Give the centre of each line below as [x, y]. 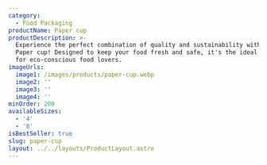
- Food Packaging [44, 23]
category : [25, 15]
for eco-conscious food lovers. [69, 60]
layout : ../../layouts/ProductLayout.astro [81, 148]
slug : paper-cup [35, 141]
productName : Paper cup [48, 30]
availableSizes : [35, 112]
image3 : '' [33, 89]
